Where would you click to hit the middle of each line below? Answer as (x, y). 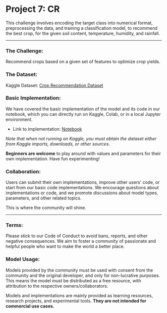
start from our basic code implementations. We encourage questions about (82, 188)
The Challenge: (25, 51)
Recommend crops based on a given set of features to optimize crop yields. (83, 62)
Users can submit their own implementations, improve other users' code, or (83, 182)
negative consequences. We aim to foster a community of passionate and (81, 241)
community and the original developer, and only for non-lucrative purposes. (83, 275)
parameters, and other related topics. (44, 198)
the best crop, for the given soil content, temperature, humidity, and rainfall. (83, 33)
